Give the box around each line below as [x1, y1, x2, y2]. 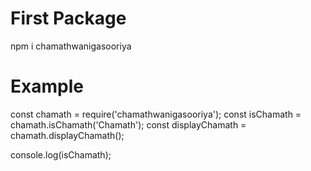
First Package [10, 7, 127, 30]
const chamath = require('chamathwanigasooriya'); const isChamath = [10, 108, 302, 120]
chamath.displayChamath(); [10, 129, 125, 141]
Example [10, 75, 84, 98]
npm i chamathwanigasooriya [10, 40, 132, 52]
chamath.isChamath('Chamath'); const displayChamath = [10, 118, 247, 131]
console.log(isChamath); [10, 148, 112, 161]
